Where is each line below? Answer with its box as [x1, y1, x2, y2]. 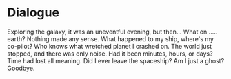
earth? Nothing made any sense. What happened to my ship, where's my [7, 34, 214, 43]
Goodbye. [7, 64, 35, 72]
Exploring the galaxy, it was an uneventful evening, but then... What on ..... [7, 27, 218, 36]
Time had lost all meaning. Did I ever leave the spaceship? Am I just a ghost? [7, 56, 225, 65]
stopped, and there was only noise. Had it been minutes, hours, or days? [7, 49, 213, 58]
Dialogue [7, 5, 60, 21]
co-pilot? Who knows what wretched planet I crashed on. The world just [7, 42, 212, 50]
